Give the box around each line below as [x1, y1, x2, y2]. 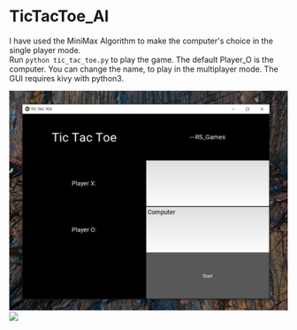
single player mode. [9, 44, 81, 55]
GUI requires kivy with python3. [9, 73, 125, 83]
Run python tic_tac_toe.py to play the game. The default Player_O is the [9, 54, 274, 65]
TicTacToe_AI [9, 6, 110, 27]
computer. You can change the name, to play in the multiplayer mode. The [9, 64, 278, 74]
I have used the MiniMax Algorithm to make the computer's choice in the [9, 35, 274, 46]
